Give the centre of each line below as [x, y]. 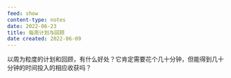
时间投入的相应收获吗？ [58, 68]
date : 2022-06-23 [32, 26]
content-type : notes [37, 20]
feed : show [23, 13]
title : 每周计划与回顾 [36, 32]
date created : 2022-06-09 [44, 39]
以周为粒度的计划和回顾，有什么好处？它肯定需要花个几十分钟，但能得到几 [112, 60]
